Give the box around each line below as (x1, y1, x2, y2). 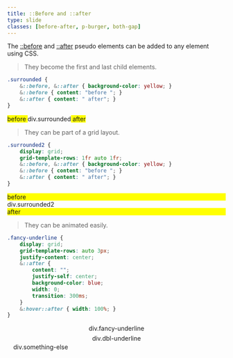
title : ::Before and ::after (7, 10, 92, 17)
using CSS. (7, 49, 40, 58)
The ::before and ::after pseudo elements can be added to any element (7, 42, 209, 51)
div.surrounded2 (7, 200, 55, 208)
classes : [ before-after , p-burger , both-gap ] (7, 23, 141, 30)
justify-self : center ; (32, 273, 98, 280)
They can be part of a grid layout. (24, 128, 120, 136)
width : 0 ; (32, 286, 60, 293)
